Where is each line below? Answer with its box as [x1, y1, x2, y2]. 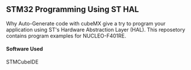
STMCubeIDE [6, 58, 39, 65]
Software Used [6, 46, 43, 53]
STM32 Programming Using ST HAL [6, 5, 139, 14]
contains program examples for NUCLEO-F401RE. [6, 32, 127, 39]
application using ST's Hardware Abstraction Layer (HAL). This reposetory [6, 26, 186, 33]
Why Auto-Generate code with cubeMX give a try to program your [6, 20, 166, 27]
